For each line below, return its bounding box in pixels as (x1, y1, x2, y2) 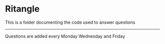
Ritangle (5, 3, 40, 15)
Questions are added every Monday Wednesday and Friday (5, 33, 125, 39)
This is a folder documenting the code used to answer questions (5, 19, 136, 25)
